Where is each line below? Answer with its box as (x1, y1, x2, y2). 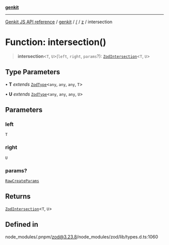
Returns (5, 192, 31, 201)
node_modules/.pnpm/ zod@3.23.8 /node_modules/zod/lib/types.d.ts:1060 (5, 233, 158, 239)
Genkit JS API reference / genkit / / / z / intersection (5, 19, 113, 25)
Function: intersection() (5, 36, 107, 48)
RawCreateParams (5, 179, 39, 184)
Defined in (5, 220, 39, 229)
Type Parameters (5, 68, 60, 76)
